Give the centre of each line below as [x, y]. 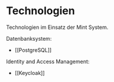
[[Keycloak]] [30, 73]
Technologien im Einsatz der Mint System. [57, 27]
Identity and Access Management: [48, 61]
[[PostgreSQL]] [33, 50]
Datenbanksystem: [29, 38]
